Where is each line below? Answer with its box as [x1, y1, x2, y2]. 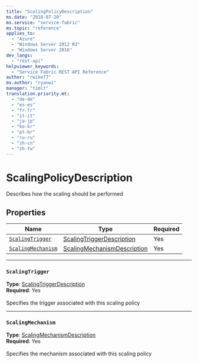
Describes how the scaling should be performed [6, 190, 124, 197]
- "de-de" [11, 96, 35, 102]
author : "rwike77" [6, 74, 51, 80]
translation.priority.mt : [6, 91, 70, 97]
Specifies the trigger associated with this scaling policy [6, 299, 140, 306]
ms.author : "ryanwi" [6, 80, 57, 86]
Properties [6, 207, 46, 217]
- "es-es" [11, 101, 35, 108]
